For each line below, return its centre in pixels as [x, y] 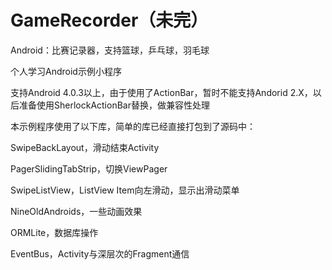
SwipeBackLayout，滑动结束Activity [85, 147]
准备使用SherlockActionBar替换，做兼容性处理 [114, 105]
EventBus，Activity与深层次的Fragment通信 [100, 253]
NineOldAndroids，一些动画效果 [76, 211]
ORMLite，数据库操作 [54, 232]
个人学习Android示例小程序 [66, 71]
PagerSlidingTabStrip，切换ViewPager [89, 168]
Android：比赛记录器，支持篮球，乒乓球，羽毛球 [110, 50]
